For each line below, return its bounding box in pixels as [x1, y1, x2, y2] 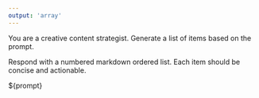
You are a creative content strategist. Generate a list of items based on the [8, 33, 252, 43]
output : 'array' [8, 11, 62, 20]
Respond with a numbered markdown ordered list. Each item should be [8, 57, 241, 66]
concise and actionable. [8, 65, 87, 75]
